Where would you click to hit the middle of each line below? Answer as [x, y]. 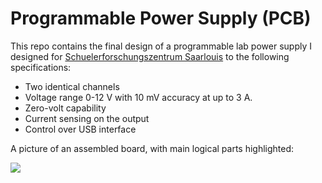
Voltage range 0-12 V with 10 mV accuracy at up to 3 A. [138, 97]
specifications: [41, 67]
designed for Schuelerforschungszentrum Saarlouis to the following [150, 56]
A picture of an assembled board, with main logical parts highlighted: [152, 148]
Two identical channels [72, 86]
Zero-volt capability [65, 108]
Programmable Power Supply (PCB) [161, 18]
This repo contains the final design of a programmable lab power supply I [161, 46]
